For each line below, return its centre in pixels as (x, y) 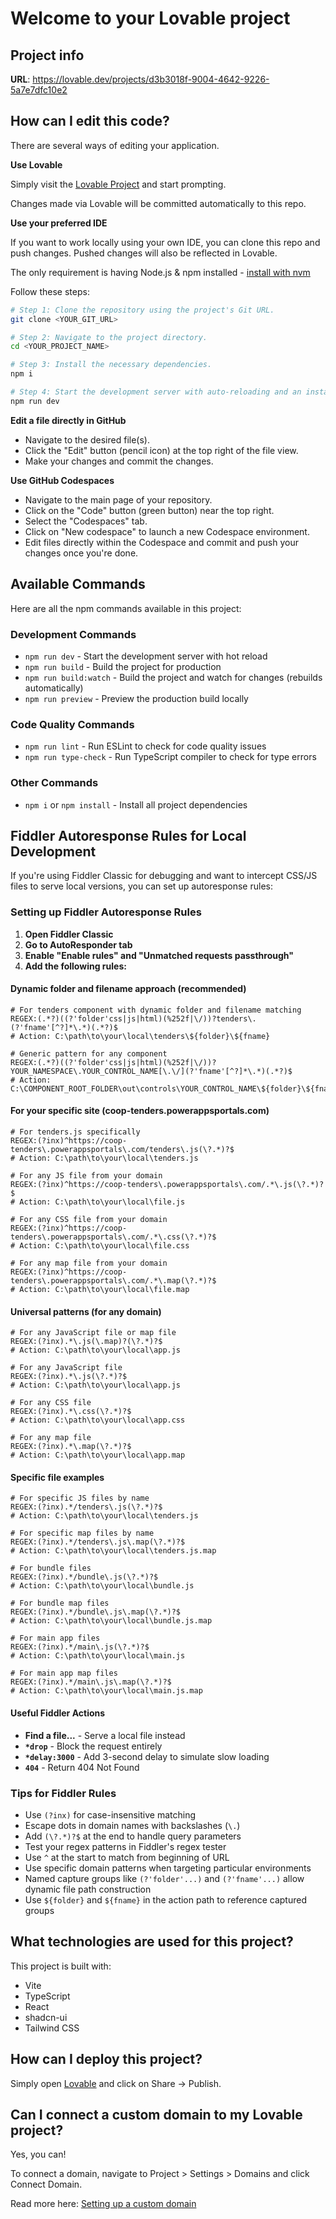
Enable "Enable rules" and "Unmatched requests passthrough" (159, 955)
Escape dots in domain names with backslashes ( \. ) (132, 1825)
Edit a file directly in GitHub (68, 420)
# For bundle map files (60, 1603)
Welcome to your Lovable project (150, 18)
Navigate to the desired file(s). (87, 439)
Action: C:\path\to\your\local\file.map (104, 1290)
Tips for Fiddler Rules (63, 1793)
